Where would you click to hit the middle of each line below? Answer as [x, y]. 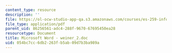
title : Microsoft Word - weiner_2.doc [47, 38]
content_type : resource [31, 10]
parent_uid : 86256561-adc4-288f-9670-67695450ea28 [60, 29]
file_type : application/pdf [35, 24]
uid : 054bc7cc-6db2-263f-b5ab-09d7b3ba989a [52, 43]
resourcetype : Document [31, 33]
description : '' [23, 15]
